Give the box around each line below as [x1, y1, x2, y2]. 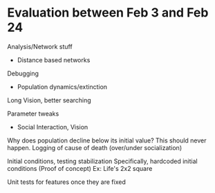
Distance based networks [17, 55, 91, 64]
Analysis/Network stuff [7, 42, 73, 50]
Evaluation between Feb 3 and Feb [7, 5, 209, 21]
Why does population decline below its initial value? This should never [7, 136, 207, 145]
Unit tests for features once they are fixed [7, 178, 127, 186]
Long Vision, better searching [7, 95, 91, 104]
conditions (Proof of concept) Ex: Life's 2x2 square [7, 164, 153, 172]
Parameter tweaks [7, 109, 59, 118]
